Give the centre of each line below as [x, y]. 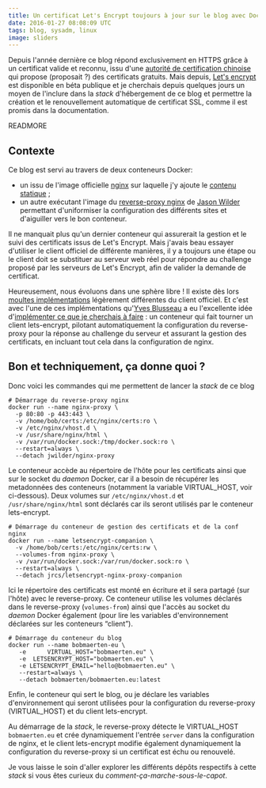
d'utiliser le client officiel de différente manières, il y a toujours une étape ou [132, 251]
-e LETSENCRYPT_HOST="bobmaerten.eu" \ [86, 659]
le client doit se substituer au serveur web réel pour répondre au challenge [130, 260]
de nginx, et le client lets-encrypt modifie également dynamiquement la [125, 743]
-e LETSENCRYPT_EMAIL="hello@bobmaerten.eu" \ [97, 665]
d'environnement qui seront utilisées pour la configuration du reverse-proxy [132, 703]
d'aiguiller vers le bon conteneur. [73, 219]
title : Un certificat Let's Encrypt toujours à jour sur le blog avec [127, 15]
